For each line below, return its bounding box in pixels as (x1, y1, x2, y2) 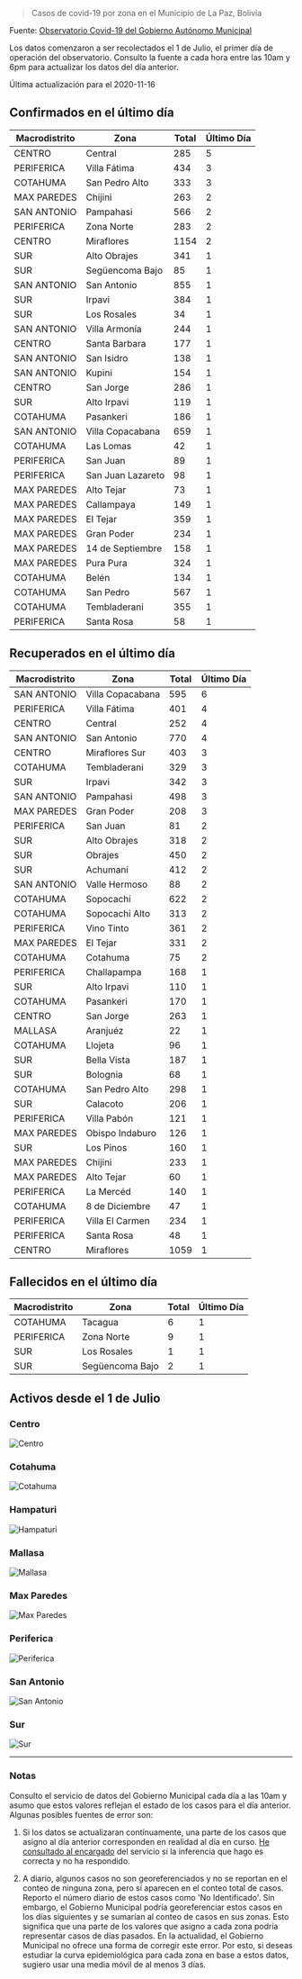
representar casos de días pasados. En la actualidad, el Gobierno (22, 1930, 264, 1941)
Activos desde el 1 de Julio (9, 1390, 161, 1405)
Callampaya (85, 498, 137, 511)
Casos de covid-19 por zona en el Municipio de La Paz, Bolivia (31, 8, 262, 18)
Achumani (85, 863, 129, 876)
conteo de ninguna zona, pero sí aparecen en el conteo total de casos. (22, 1882, 284, 1893)
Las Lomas (85, 439, 132, 452)
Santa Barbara (85, 337, 147, 349)
